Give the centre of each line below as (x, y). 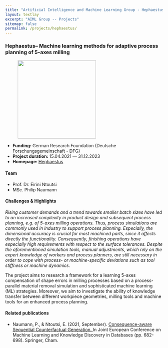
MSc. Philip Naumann (34, 190)
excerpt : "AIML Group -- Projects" (42, 19)
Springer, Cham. (41, 340)
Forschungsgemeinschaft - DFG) (46, 151)
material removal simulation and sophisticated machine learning (87, 285)
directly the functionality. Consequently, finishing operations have (73, 239)
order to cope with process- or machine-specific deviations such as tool (80, 260)
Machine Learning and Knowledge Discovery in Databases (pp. (77, 335)
